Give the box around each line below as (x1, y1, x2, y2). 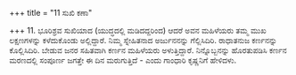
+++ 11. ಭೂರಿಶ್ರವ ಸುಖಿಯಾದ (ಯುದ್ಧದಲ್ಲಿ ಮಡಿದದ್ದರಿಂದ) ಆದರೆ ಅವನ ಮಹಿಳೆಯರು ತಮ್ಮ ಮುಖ (9, 26, 267, 35)
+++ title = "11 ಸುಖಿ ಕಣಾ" (9, 8, 93, 18)
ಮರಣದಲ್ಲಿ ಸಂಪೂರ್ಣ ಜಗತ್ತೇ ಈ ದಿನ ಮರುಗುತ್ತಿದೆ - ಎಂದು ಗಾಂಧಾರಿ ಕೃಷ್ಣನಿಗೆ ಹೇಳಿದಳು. (9, 55, 237, 65)
